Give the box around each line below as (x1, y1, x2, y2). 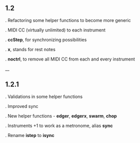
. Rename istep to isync (5, 132, 54, 138)
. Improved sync (5, 103, 38, 109)
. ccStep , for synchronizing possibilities (5, 36, 87, 42)
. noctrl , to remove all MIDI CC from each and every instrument (5, 56, 135, 62)
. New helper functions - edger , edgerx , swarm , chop (5, 112, 117, 119)
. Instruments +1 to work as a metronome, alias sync (5, 122, 113, 128)
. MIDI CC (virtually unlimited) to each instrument (5, 27, 106, 33)
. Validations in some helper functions (5, 93, 83, 99)
